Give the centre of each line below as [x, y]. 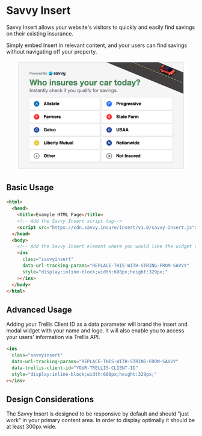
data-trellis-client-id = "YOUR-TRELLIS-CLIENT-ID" [75, 368]
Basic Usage [30, 187]
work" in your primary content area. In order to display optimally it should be [101, 420]
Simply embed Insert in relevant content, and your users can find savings [97, 45]
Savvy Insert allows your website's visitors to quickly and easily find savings [101, 27]
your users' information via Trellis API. [53, 337]
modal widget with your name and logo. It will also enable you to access [95, 331]
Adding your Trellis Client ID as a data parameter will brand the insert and [97, 324]
